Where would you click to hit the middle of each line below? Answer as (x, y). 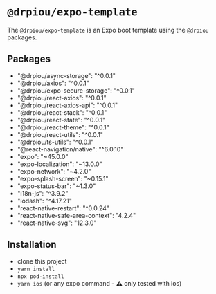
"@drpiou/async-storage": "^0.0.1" (66, 75)
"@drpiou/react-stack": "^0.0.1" (62, 112)
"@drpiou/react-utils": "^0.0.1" (60, 134)
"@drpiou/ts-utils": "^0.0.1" (55, 142)
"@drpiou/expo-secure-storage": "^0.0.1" (76, 90)
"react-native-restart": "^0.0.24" (63, 208)
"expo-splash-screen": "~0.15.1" (63, 178)
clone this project (42, 261)
